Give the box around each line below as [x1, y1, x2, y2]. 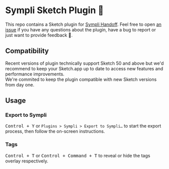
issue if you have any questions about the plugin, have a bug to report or [5, 26, 156, 32]
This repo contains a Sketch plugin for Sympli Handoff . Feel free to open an [5, 21, 162, 27]
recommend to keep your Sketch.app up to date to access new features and [5, 65, 163, 71]
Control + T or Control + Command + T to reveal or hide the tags [5, 152, 150, 158]
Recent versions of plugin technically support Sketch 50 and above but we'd [5, 60, 164, 66]
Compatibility [5, 47, 49, 55]
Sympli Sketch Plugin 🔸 [5, 5, 104, 16]
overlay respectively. [5, 158, 49, 164]
